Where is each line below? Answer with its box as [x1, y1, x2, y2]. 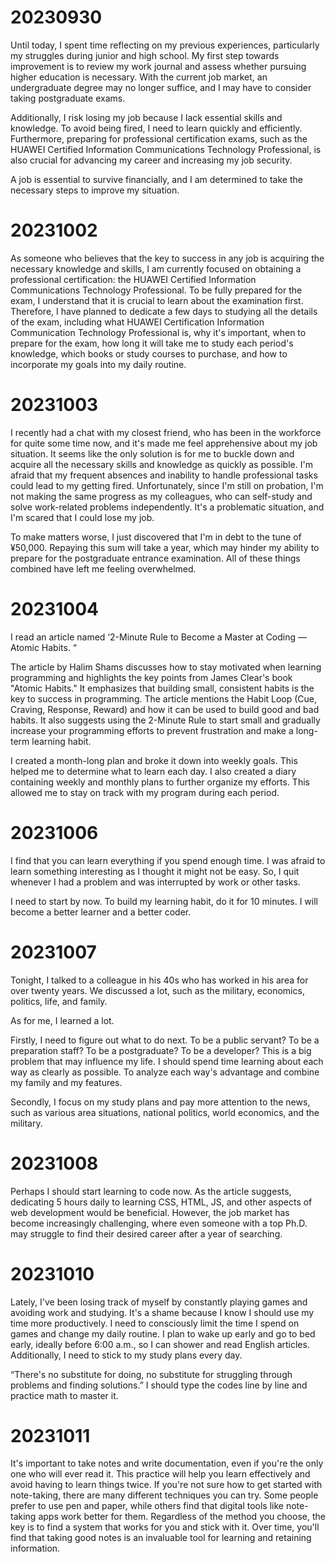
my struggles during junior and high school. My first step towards [10, 49, 280, 61]
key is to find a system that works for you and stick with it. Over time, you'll [10, 1521, 320, 1533]
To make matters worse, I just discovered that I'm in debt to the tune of [10, 531, 302, 543]
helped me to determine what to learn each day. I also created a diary [10, 765, 297, 777]
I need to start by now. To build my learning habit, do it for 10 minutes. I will [10, 895, 318, 907]
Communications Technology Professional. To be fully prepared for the [10, 284, 303, 296]
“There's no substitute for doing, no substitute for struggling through [10, 1368, 293, 1380]
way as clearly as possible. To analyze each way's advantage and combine [10, 1066, 320, 1078]
